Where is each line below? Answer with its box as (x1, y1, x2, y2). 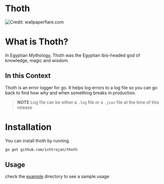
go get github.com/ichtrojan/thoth (5, 147, 78, 152)
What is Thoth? (5, 36, 69, 47)
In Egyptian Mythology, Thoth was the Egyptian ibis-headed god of (5, 52, 141, 58)
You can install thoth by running (5, 138, 70, 143)
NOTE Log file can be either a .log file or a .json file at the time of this (17, 99, 159, 105)
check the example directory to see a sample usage (5, 174, 110, 180)
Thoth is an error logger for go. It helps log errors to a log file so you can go (5, 84, 158, 90)
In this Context (5, 72, 51, 80)
